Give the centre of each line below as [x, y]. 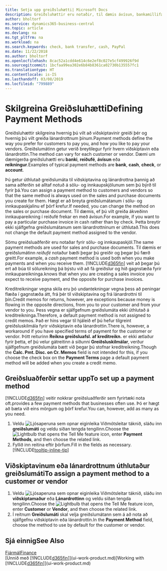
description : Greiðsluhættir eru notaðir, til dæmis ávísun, [70, 14]
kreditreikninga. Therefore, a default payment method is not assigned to [78, 315]
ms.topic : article [24, 28]
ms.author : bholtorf [27, 56]
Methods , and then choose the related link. [57, 440]
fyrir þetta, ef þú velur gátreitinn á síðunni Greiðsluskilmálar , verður [75, 342]
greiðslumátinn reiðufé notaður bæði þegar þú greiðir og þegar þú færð [78, 252]
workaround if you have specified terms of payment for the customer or [79, 331]
